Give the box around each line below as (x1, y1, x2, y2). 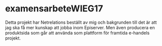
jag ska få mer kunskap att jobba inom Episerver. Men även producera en (5, 24, 155, 30)
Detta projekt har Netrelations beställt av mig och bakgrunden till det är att (5, 19, 157, 25)
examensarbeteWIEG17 (5, 3, 103, 14)
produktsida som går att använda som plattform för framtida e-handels (5, 30, 150, 36)
